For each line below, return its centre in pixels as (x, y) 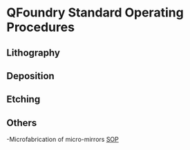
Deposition (30, 76)
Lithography (33, 53)
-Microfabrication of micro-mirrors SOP (63, 140)
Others (22, 123)
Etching (23, 99)
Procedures (41, 27)
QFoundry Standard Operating (95, 13)
